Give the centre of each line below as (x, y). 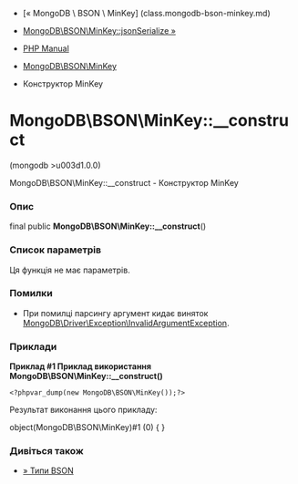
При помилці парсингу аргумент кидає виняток (115, 313)
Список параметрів (56, 250)
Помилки (31, 293)
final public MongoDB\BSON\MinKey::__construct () (108, 226)
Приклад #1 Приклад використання (81, 366)
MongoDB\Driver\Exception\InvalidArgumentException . (126, 323)
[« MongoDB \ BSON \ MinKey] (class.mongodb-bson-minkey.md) (146, 13)
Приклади (33, 346)
